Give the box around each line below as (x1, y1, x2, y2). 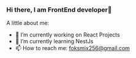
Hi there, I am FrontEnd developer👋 (6, 5, 112, 14)
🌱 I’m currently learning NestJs (15, 38, 94, 45)
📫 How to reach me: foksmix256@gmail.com (15, 45, 130, 52)
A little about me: (6, 20, 50, 27)
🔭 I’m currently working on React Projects (15, 31, 121, 38)
